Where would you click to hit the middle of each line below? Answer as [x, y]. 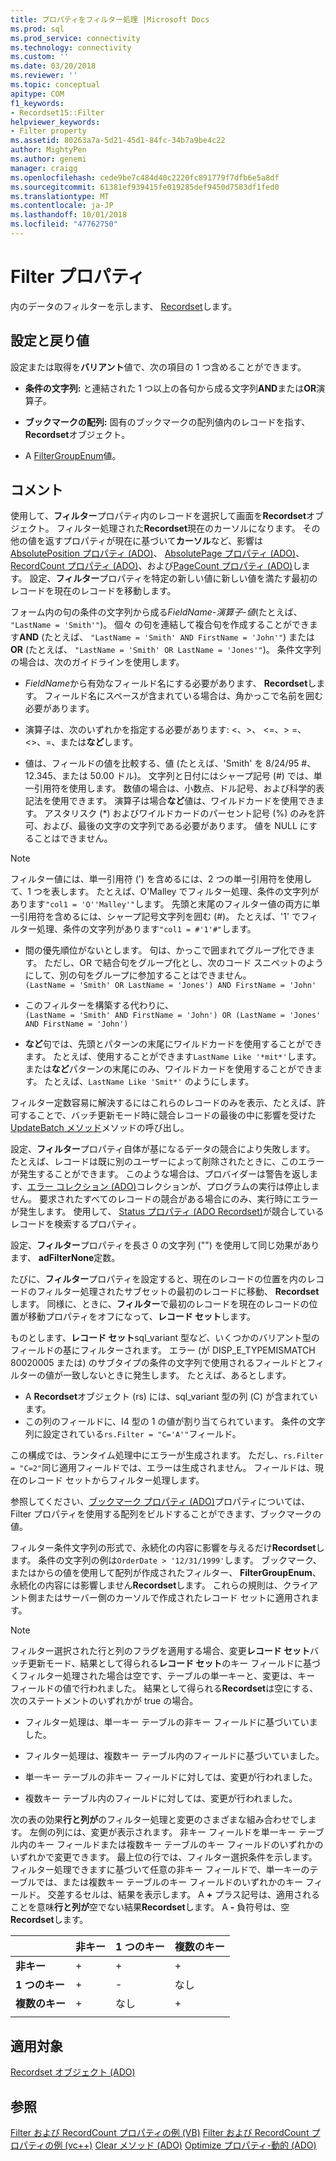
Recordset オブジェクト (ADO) [73, 2072]
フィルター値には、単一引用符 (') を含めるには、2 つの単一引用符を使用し [161, 879]
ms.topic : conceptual [55, 85]
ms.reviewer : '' [44, 76]
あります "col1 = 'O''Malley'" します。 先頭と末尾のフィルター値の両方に [161, 904]
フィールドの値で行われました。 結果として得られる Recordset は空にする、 [164, 1688]
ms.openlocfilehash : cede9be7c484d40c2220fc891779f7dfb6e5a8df [145, 177]
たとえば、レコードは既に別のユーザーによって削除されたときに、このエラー [167, 1162]
